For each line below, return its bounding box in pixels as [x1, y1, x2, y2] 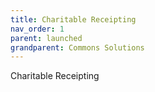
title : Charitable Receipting [10, 14, 137, 25]
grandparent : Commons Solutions [10, 42, 145, 53]
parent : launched [10, 33, 83, 43]
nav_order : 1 [10, 24, 65, 34]
